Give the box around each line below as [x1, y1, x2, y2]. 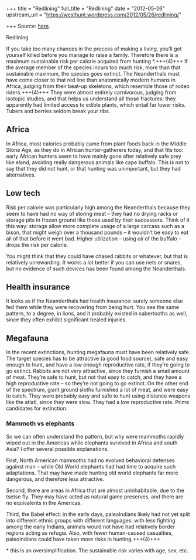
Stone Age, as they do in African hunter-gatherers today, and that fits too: [6, 146, 184, 153]
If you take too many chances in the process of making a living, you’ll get [6, 45, 182, 52]
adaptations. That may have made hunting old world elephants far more [6, 469, 178, 476]
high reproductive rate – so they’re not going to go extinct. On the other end [6, 380, 188, 387]
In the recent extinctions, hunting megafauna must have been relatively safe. [6, 349, 191, 356]
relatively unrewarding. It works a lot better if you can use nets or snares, [6, 259, 183, 266]
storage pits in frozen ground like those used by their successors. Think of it [6, 216, 190, 223]
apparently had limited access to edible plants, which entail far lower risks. [6, 101, 186, 108]
